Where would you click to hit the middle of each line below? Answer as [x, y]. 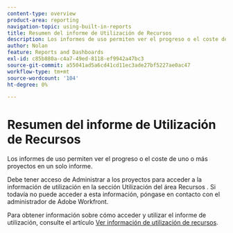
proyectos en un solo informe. [50, 166]
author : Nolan [28, 46]
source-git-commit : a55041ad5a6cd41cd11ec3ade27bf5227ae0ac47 [99, 65]
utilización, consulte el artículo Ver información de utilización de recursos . [113, 223]
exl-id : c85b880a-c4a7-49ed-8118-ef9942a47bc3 [76, 59]
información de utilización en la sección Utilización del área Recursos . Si [112, 187]
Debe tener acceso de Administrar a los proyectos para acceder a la [105, 180]
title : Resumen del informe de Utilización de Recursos [89, 33]
